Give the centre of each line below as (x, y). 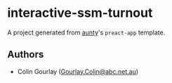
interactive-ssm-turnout (80, 13)
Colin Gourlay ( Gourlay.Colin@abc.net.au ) (78, 71)
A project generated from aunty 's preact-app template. (86, 32)
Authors (26, 55)
